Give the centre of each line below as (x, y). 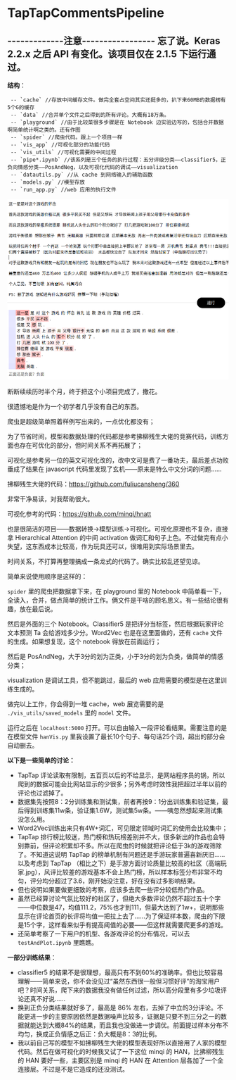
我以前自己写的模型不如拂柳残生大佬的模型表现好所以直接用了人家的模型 (122, 1043)
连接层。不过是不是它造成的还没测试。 (73, 1069)
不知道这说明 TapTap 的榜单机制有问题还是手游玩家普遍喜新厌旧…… (127, 855)
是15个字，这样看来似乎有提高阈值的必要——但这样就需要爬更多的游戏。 (122, 925)
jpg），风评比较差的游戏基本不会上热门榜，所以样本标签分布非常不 (121, 872)
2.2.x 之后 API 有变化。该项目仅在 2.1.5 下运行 (107, 54)
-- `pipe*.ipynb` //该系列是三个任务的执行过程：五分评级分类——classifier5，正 (118, 160)
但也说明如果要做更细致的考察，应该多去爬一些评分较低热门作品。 (113, 890)
